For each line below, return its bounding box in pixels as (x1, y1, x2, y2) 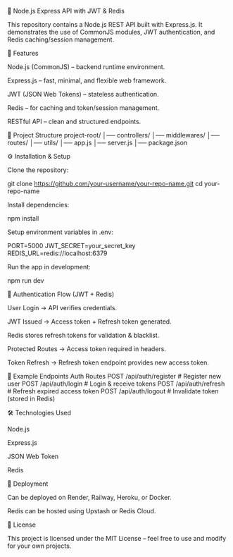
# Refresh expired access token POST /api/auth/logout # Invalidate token (7, 387, 219, 395)
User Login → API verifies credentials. (7, 304, 118, 312)
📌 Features (7, 49, 39, 57)
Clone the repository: (7, 166, 69, 174)
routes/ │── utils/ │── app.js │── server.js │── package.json (7, 138, 188, 147)
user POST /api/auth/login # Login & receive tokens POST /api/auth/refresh (7, 379, 225, 388)
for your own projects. (7, 541, 72, 550)
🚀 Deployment (7, 479, 49, 488)
